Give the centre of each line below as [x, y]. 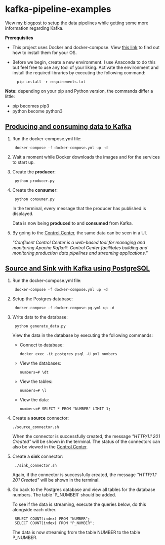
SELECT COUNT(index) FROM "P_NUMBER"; [55, 523]
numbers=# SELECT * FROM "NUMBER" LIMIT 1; [65, 409]
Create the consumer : [35, 190]
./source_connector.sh [36, 427]
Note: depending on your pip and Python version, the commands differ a [79, 91]
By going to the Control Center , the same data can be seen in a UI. [80, 233]
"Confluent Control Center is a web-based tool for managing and [79, 242]
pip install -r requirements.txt [51, 82]
